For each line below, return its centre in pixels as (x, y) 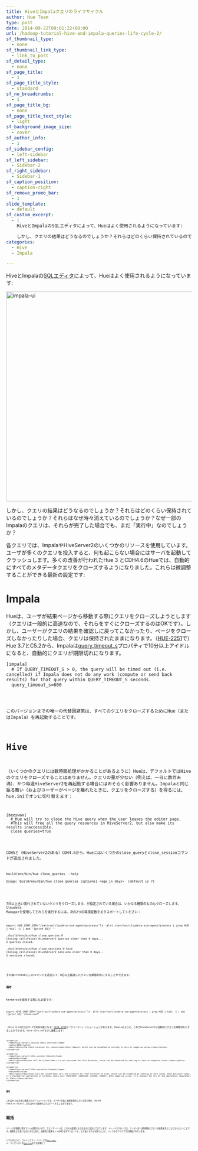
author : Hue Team (27, 17)
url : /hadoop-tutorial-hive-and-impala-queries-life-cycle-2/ (84, 34)
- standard (25, 89)
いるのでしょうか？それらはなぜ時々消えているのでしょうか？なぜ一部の (94, 518)
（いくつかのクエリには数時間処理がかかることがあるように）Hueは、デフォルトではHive (99, 772)
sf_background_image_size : (39, 127)
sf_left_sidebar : (27, 160)
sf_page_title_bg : (29, 105)
